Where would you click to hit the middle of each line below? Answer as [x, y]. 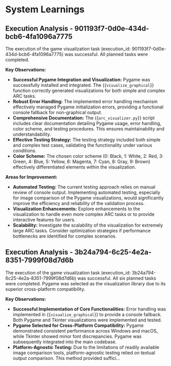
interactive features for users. [44, 220]
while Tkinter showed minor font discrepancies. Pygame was [77, 336]
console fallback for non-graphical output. [58, 112]
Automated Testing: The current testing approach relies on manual [84, 187]
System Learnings [45, 10]
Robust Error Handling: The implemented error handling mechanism [85, 102]
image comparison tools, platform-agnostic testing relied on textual [84, 353]
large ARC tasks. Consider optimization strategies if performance [82, 231]
